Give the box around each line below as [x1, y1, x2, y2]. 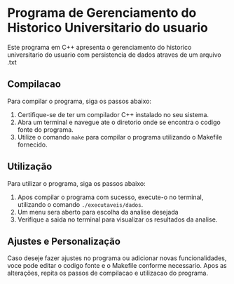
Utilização [7, 161, 53, 173]
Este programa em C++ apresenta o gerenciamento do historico [7, 43, 192, 51]
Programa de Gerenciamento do [7, 5, 197, 21]
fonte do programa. [17, 125, 74, 134]
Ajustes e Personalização [7, 235, 121, 247]
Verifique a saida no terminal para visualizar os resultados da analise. [17, 215, 218, 224]
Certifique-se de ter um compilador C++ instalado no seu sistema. [17, 110, 209, 119]
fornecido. [17, 140, 48, 149]
